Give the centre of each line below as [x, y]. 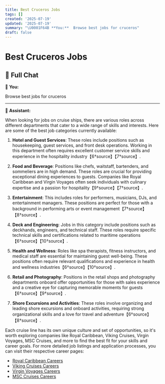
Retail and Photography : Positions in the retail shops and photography [84, 277]
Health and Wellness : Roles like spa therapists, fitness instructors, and [84, 251]
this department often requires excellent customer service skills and [81, 150]
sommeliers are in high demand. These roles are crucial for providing [82, 171]
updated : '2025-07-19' [28, 23]
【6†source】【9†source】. [39, 293]
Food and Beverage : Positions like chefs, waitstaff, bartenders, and [80, 166]
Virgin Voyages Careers [36, 371]
